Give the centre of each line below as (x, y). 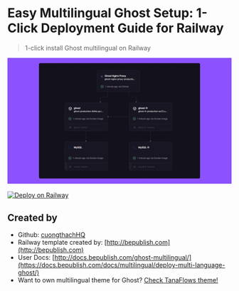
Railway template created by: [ (62, 243)
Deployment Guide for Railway (132, 28)
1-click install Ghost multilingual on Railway (88, 48)
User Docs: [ (36, 258)
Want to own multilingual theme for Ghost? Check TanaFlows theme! (118, 280)
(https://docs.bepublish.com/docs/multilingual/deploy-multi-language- (121, 265)
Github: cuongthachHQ (51, 235)
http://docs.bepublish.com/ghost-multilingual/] (123, 258)
